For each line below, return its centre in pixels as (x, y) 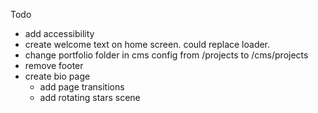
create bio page (57, 76)
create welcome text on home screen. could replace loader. (147, 44)
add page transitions (82, 87)
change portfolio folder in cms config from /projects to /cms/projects (166, 55)
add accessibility (59, 33)
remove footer (54, 65)
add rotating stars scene (90, 97)
